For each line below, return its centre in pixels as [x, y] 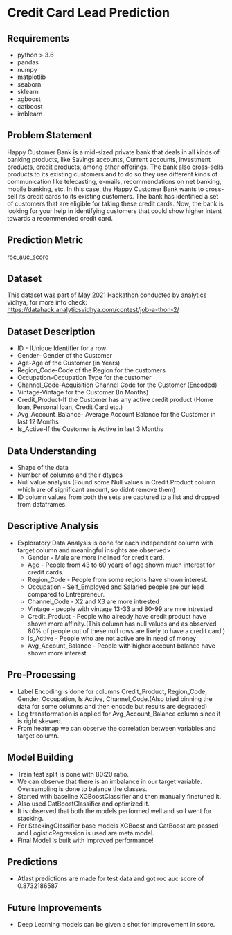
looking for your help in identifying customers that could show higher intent [115, 211]
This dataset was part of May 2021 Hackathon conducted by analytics [107, 295]
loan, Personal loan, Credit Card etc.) [70, 407]
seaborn [29, 84]
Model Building [41, 757]
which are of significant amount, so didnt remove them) [96, 490]
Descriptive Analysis [53, 526]
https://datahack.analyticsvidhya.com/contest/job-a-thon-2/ [93, 310]
